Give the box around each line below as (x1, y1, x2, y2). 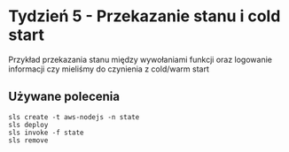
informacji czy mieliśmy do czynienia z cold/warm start (8, 64, 209, 74)
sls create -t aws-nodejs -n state (8, 112, 140, 121)
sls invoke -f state (8, 128, 85, 137)
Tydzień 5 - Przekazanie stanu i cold (8, 6, 281, 27)
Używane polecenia (8, 89, 121, 104)
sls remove (8, 135, 49, 145)
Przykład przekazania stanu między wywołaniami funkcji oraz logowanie (8, 54, 272, 65)
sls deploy (8, 120, 49, 129)
